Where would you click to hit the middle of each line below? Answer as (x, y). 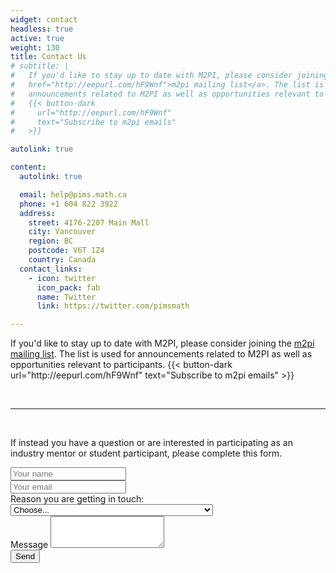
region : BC (51, 241)
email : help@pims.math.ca (73, 194)
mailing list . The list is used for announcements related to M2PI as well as (161, 354)
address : (37, 213)
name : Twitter (66, 297)
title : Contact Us (48, 57)
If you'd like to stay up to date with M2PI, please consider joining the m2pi (162, 343)
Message (29, 545)
